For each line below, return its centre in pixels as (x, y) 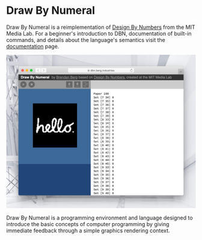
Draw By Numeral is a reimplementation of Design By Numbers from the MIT (101, 27)
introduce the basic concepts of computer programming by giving (88, 224)
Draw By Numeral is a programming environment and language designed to (100, 218)
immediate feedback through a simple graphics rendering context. (88, 230)
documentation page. (33, 46)
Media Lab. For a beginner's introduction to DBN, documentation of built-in (99, 33)
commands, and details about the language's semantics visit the (86, 40)
